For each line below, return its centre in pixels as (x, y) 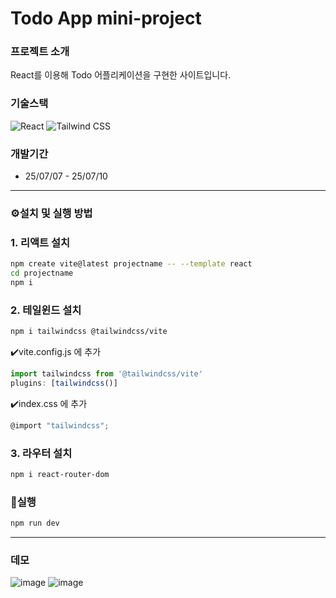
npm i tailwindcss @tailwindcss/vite (89, 332)
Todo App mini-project (106, 18)
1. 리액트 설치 (40, 242)
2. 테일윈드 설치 (46, 310)
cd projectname (42, 273)
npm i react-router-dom (60, 475)
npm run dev (35, 523)
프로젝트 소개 (40, 52)
